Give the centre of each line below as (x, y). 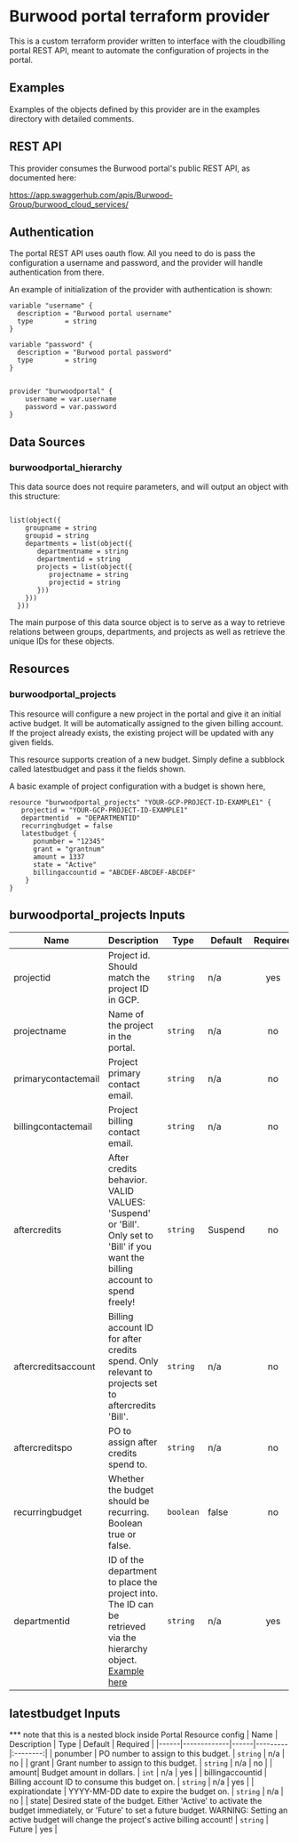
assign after (133, 1442)
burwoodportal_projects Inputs (97, 915)
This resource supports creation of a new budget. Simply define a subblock (147, 759)
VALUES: (126, 1202)
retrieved (127, 1626)
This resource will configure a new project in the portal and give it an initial (145, 714)
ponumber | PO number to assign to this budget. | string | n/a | (170, 1754)
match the (129, 977)
